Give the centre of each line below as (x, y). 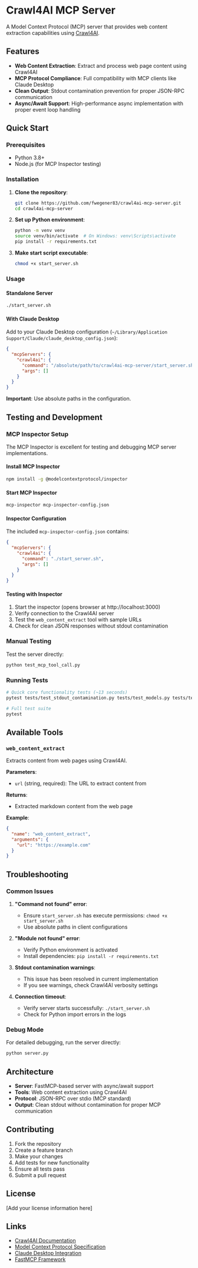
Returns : (17, 795)
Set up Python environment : (50, 220)
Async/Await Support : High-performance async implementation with (99, 103)
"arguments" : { (30, 839)
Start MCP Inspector (32, 492)
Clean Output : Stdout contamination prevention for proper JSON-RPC (99, 91)
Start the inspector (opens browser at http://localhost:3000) (88, 607)
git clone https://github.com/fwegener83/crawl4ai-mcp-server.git (98, 203)
